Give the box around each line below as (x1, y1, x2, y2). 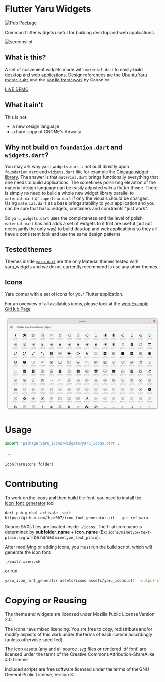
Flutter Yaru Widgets (5, 3, 91, 15)
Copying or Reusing (5, 595, 87, 606)
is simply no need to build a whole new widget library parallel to (5, 190, 134, 196)
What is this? (5, 53, 46, 62)
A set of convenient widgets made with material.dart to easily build (5, 66, 143, 72)
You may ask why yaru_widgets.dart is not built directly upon (5, 164, 129, 170)
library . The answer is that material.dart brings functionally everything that (5, 174, 158, 180)
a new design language (12, 123, 60, 129)
